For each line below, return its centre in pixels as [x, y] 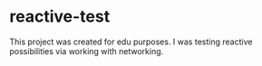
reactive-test [60, 17]
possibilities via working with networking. [87, 51]
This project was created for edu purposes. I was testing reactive [131, 42]
